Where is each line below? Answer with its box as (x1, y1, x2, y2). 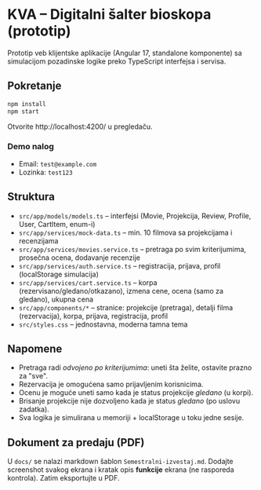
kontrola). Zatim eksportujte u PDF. (7, 474, 120, 483)
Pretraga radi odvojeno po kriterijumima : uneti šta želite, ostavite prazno (18, 363, 252, 372)
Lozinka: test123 (18, 167, 73, 177)
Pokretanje (7, 79, 62, 93)
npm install (7, 100, 46, 108)
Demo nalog (7, 141, 54, 152)
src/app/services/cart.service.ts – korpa (18, 277, 158, 287)
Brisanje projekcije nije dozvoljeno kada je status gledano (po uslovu (18, 397, 241, 406)
